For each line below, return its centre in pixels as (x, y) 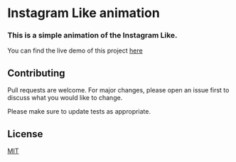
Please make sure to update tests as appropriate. (79, 112)
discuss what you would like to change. (65, 98)
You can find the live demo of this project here (75, 50)
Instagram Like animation (84, 13)
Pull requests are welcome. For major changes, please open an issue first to (118, 90)
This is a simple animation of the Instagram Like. (92, 36)
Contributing (36, 73)
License (25, 134)
